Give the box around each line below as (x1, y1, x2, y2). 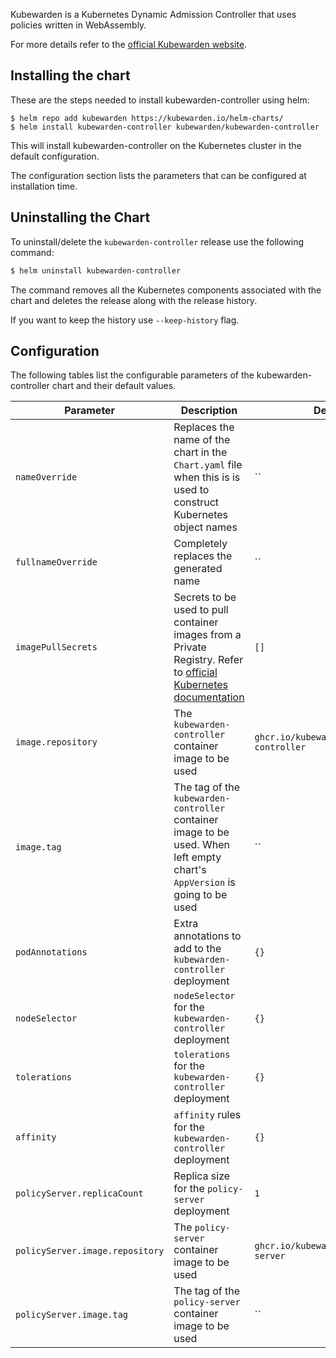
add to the (173, 942, 222, 956)
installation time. (10, 180, 78, 192)
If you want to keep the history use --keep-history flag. (10, 314, 240, 326)
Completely (173, 537, 228, 551)
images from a (173, 628, 242, 642)
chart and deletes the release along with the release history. (10, 294, 258, 306)
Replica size (173, 1169, 231, 1183)
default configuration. (10, 150, 100, 162)
